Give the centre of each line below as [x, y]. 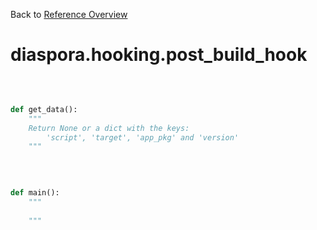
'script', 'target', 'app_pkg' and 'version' [143, 137]
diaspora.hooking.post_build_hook [159, 55]
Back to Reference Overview [69, 14]
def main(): [35, 193]
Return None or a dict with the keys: [109, 128]
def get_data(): [44, 109]
